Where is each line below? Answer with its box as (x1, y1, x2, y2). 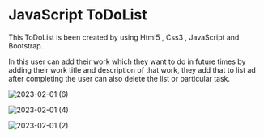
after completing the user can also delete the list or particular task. (8, 73, 231, 83)
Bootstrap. (8, 40, 44, 50)
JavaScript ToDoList (8, 6, 147, 24)
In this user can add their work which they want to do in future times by (8, 56, 246, 66)
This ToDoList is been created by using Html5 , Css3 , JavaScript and (8, 32, 240, 42)
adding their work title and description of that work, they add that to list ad (8, 65, 257, 74)
